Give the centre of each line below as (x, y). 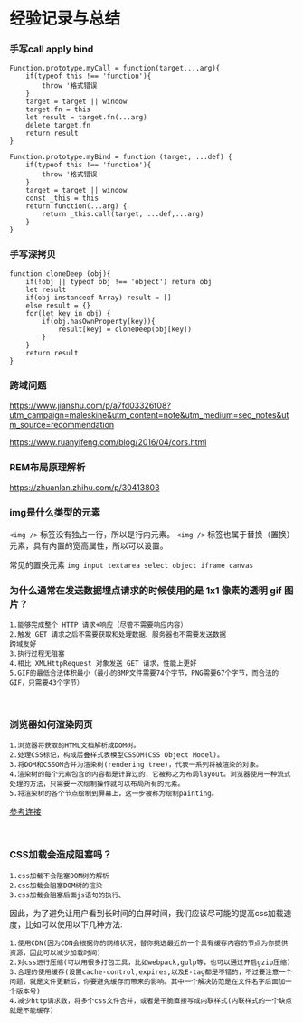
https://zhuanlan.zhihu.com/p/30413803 (85, 488)
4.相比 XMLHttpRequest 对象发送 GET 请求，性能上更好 (103, 663)
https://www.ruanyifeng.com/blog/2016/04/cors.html (108, 442)
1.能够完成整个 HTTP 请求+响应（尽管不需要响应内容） (99, 625)
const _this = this (62, 199)
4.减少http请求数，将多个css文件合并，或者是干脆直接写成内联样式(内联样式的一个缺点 (151, 1000)
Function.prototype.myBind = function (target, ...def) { (121, 157)
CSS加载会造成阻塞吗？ (61, 855)
